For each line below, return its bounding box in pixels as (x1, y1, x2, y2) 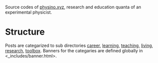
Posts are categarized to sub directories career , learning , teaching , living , (5, 42, 154, 48)
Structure (5, 26, 45, 38)
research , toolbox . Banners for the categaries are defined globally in (5, 47, 143, 53)
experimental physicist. (5, 9, 53, 15)
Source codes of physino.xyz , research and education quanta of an (5, 4, 141, 10)
